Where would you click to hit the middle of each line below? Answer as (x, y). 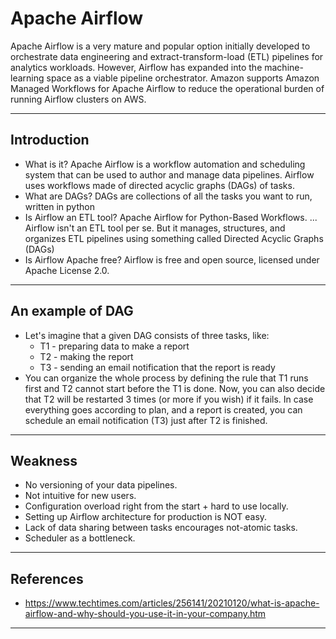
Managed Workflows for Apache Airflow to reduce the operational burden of (167, 88)
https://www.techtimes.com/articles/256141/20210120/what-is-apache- (172, 603)
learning (27, 78)
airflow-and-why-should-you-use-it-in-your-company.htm (145, 614)
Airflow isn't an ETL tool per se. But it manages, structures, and (155, 228)
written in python (59, 206)
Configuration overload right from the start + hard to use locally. (156, 506)
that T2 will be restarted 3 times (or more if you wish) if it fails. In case (169, 399)
